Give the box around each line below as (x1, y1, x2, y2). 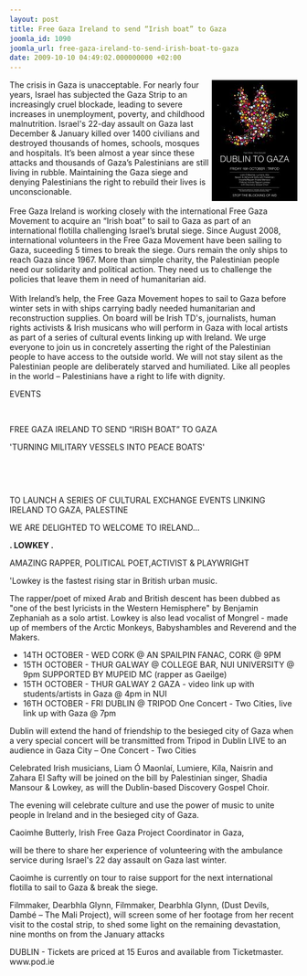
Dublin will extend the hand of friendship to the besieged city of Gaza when (9, 726, 294, 737)
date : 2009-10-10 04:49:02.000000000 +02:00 (9, 53, 182, 63)
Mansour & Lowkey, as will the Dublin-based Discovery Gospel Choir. (9, 782, 270, 793)
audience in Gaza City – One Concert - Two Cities (9, 745, 196, 756)
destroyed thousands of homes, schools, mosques (9, 138, 200, 149)
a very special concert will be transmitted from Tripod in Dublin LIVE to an (9, 736, 287, 747)
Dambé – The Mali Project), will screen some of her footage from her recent (9, 909, 294, 920)
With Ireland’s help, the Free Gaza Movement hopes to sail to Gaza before (9, 293, 287, 304)
